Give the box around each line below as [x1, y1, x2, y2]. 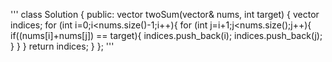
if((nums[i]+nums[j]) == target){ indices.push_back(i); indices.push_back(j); [10, 30, 323, 41]
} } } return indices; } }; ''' [10, 40, 115, 52]
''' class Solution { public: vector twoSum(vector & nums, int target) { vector [10, 9, 320, 20]
